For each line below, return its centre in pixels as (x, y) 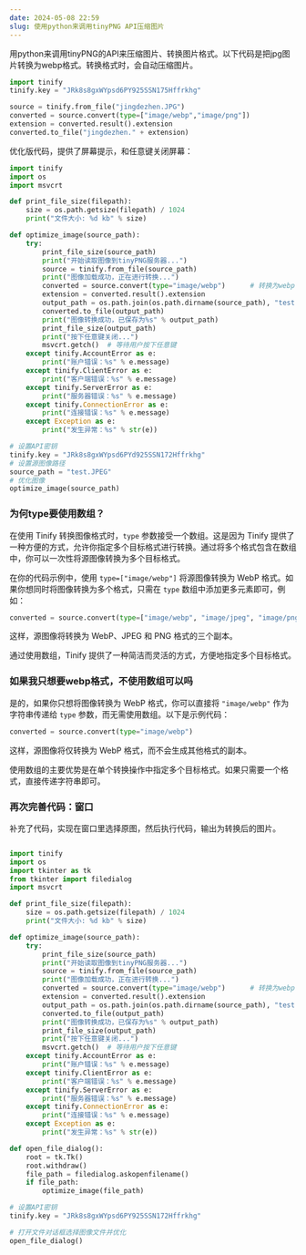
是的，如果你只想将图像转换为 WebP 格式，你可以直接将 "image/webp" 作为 (149, 703)
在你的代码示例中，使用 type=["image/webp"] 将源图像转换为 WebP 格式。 (148, 577)
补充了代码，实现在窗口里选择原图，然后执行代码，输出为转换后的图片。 (145, 828)
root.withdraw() (57, 1166)
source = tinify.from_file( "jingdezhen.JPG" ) (97, 107)
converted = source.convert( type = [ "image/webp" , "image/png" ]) (130, 116)
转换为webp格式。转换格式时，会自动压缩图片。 (107, 65)
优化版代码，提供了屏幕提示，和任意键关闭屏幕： (101, 150)
